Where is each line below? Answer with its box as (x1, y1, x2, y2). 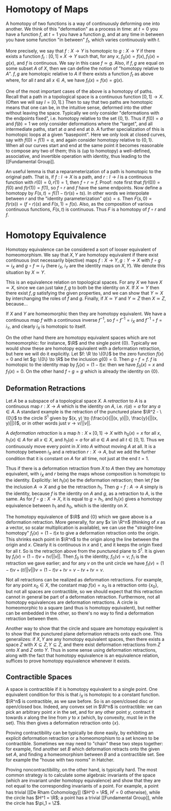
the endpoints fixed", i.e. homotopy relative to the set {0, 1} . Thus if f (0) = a (6, 116, 163, 122)
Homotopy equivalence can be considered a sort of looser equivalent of (6, 246, 157, 253)
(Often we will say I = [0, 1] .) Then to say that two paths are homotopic (6, 99, 153, 105)
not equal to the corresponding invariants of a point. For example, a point (6, 783, 159, 789)
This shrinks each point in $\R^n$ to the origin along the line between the (6, 536, 159, 543)
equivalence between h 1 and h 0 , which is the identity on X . (6, 502, 129, 510)
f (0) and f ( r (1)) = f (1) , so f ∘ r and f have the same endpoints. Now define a (6, 185, 162, 191)
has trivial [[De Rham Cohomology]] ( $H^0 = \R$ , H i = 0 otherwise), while (6, 788, 160, 795)
